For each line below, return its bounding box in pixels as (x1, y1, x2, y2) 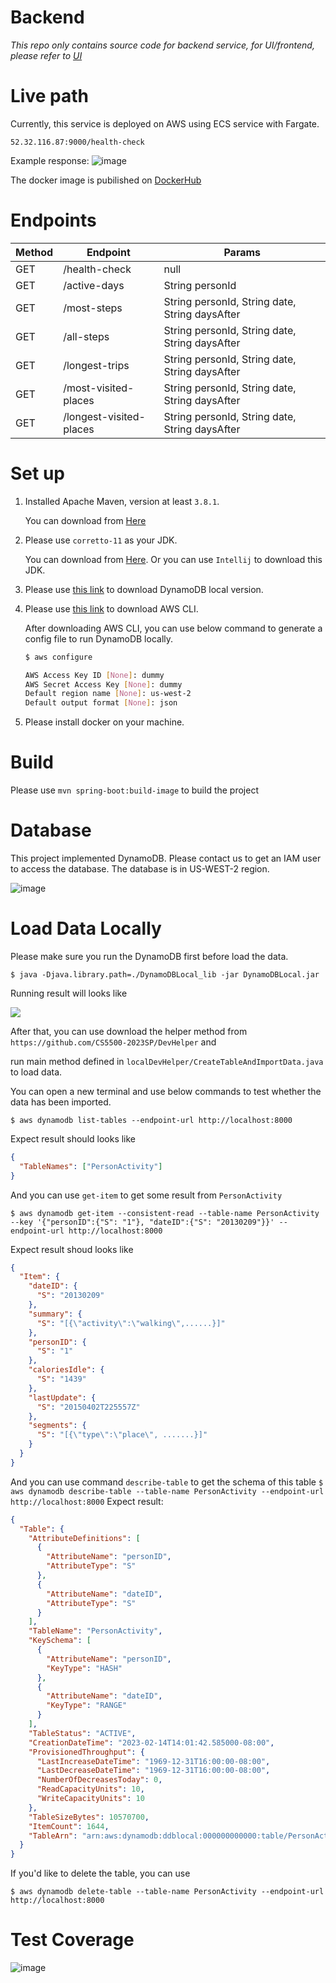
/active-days (63, 278, 125, 292)
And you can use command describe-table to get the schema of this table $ (10, 1476, 324, 1488)
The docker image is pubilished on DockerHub (10, 174, 202, 186)
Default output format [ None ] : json (24, 698, 178, 708)
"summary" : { (28, 1309, 83, 1319)
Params (223, 245, 262, 259)
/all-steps (63, 329, 110, 343)
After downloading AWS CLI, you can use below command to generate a (24, 622, 323, 634)
